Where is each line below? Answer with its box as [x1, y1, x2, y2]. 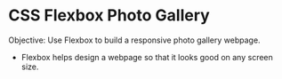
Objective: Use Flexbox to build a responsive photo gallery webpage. [8, 35, 261, 45]
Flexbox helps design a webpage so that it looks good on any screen [20, 51, 273, 62]
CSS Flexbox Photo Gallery [8, 5, 210, 26]
